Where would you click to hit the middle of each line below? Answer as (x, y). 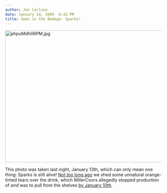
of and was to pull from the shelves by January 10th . (59, 185)
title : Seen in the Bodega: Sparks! (43, 19)
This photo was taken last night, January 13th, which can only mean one (79, 170)
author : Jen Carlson (27, 10)
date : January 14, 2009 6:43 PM (40, 14)
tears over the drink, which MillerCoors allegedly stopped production (88, 180)
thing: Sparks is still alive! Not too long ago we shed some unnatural (75, 175)
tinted (11, 180)
